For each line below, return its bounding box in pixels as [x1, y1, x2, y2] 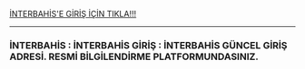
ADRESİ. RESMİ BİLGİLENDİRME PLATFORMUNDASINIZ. [9, 50, 259, 63]
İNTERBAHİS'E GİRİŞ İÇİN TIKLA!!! [9, 9, 137, 19]
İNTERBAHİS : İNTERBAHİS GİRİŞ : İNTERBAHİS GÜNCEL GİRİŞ [9, 39, 288, 51]
